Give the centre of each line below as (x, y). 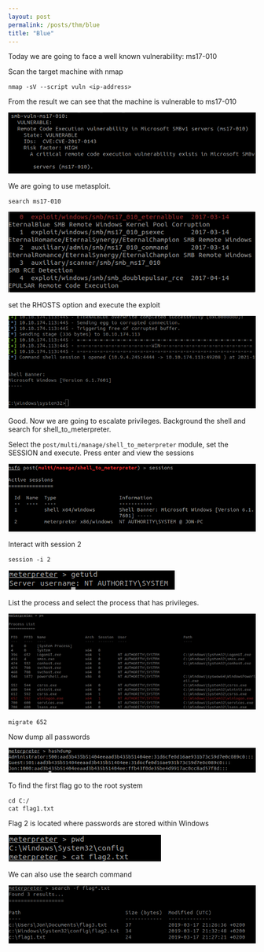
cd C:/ (19, 801)
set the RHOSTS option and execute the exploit (84, 305)
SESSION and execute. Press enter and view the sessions (101, 453)
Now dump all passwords (49, 737)
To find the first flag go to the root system (75, 785)
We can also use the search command (70, 874)
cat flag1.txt (31, 809)
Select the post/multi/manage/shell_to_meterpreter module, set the (119, 444)
